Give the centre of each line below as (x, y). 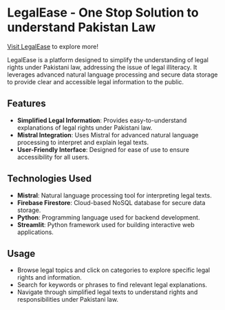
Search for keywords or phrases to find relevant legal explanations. (112, 285)
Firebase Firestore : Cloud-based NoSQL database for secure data (111, 202)
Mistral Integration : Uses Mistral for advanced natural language (108, 135)
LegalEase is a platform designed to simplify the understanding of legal (108, 59)
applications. (35, 232)
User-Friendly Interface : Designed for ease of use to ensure (103, 149)
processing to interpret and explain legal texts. (83, 142)
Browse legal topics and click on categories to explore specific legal (114, 270)
